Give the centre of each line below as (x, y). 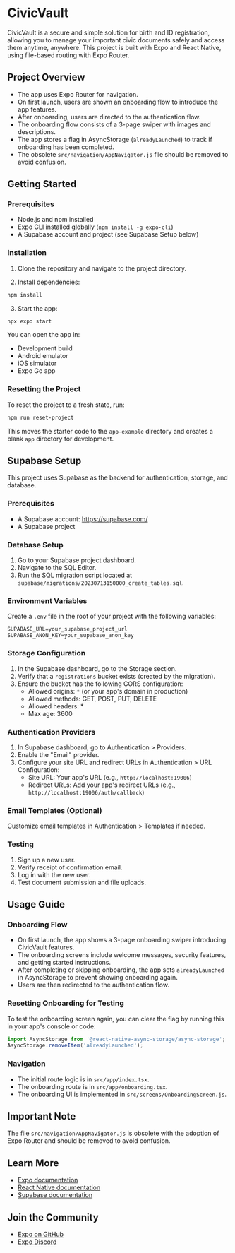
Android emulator (43, 356)
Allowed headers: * (56, 706)
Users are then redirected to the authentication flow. (93, 985)
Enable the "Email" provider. (58, 754)
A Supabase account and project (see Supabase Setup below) (108, 234)
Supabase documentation (55, 1195)
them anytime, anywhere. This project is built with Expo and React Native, (114, 47)
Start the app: (37, 308)
